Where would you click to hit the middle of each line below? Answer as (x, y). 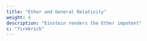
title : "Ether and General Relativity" (57, 12)
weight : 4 (19, 17)
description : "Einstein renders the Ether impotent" (74, 23)
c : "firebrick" (25, 29)
